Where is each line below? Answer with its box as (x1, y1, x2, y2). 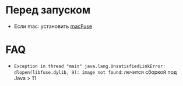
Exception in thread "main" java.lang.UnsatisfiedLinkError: (13, 63, 166, 69)
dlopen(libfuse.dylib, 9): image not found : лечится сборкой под (13, 68, 177, 76)
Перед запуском (5, 3, 91, 17)
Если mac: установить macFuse (13, 23, 93, 30)
